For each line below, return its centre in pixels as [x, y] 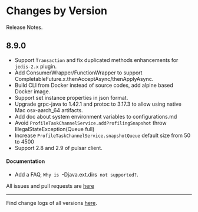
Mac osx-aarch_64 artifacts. [49, 110]
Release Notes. [24, 27]
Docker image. [32, 91]
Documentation [26, 161]
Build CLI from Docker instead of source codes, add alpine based [94, 85]
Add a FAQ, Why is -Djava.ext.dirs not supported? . [76, 174]
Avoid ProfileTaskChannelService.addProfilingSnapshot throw [90, 123]
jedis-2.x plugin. [36, 66]
